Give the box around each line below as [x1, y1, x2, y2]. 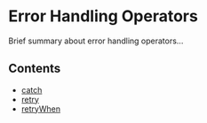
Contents [8, 61, 61, 76]
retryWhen [20, 104, 61, 114]
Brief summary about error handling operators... [8, 35, 184, 46]
